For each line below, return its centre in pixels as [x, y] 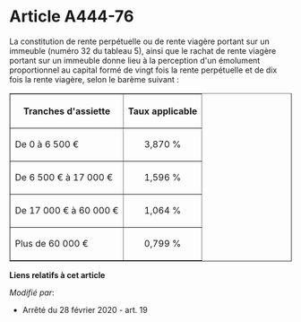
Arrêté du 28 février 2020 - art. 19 [85, 309]
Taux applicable [163, 111]
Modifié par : [32, 292]
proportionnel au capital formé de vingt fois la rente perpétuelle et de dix [143, 70]
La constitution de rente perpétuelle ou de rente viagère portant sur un [140, 41]
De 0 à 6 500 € [47, 144]
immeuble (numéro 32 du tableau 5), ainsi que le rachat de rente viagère [143, 50]
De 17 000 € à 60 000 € [67, 210]
